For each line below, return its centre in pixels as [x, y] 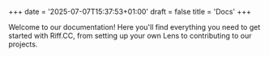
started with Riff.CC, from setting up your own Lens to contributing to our [130, 36]
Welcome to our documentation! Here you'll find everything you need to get [134, 27]
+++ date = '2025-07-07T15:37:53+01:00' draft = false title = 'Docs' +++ [130, 12]
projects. [23, 44]
